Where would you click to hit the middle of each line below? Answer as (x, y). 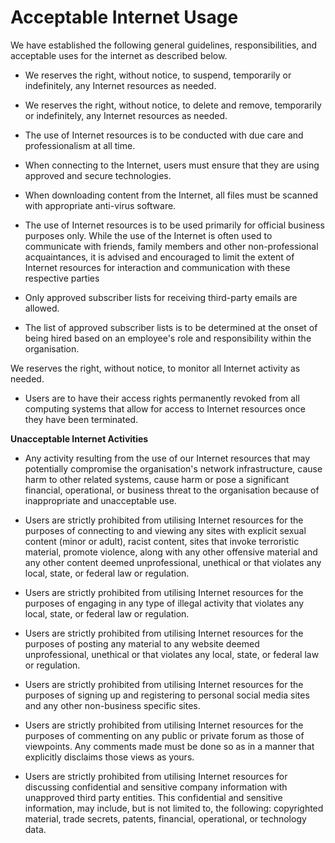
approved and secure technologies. (98, 175)
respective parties (62, 278)
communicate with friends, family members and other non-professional (171, 246)
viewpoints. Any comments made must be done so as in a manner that (169, 746)
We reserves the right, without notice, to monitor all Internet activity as (155, 368)
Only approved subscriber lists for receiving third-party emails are (161, 297)
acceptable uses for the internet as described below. (119, 55)
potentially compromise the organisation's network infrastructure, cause (173, 468)
